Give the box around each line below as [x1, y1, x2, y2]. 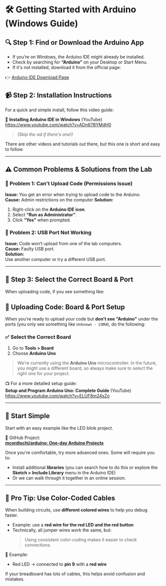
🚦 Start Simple [5, 412, 50, 420]
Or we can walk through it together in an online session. [12, 475, 126, 481]
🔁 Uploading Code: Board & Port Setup [5, 303, 125, 311]
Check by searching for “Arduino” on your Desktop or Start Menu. [12, 59, 148, 65]
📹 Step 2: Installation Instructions [5, 91, 112, 100]
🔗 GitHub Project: [5, 435, 41, 441]
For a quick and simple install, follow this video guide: [5, 107, 114, 113]
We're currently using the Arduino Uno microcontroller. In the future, [17, 360, 157, 366]
